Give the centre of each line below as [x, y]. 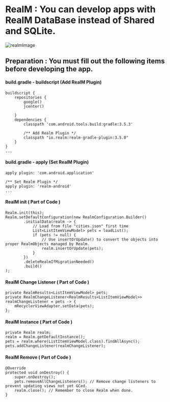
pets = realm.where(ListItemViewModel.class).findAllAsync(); [73, 342]
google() [33, 102]
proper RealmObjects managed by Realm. [48, 244]
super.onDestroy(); [35, 377]
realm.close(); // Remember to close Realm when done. [74, 390]
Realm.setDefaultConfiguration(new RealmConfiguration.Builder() [76, 217]
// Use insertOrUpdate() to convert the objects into [100, 239]
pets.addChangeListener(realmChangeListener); [55, 346]
